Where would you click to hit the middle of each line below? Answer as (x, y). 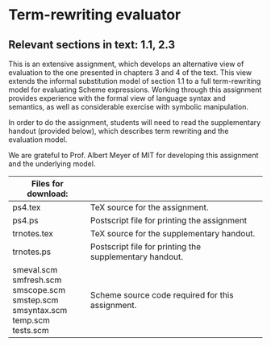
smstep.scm (35, 300)
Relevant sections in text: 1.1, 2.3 (92, 45)
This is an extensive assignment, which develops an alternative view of (126, 64)
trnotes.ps (31, 252)
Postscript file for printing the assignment (169, 221)
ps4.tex (27, 207)
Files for (47, 183)
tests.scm (31, 330)
